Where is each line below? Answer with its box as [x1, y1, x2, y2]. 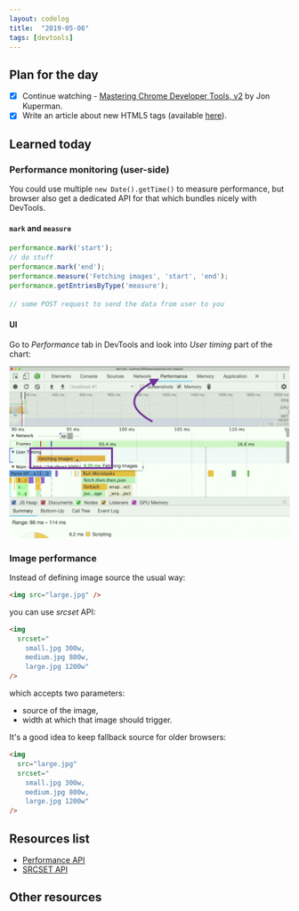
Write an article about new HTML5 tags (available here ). [21, 110, 227, 121]
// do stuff [9, 254, 53, 262]
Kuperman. [21, 101, 63, 111]
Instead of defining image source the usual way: [9, 572, 186, 583]
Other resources [9, 890, 102, 905]
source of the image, [21, 705, 99, 716]
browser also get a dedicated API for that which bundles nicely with [9, 193, 257, 204]
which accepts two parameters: [9, 688, 125, 698]
